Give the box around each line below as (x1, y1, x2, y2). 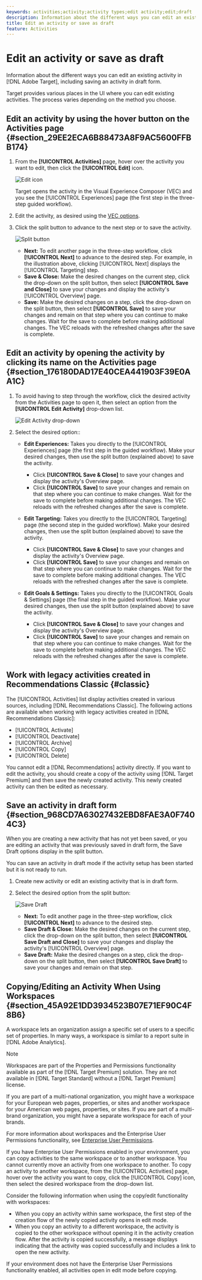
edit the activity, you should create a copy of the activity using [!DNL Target (6, 770, 194, 777)
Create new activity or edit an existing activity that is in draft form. (14, 878, 179, 885)
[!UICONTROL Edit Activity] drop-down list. (14, 405, 124, 412)
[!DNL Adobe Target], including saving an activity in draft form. (6, 78, 162, 85)
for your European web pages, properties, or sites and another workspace (6, 1099, 190, 1107)
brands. (6, 1118, 25, 1126)
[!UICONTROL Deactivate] (14, 732, 80, 740)
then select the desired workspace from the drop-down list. (6, 1180, 154, 1188)
